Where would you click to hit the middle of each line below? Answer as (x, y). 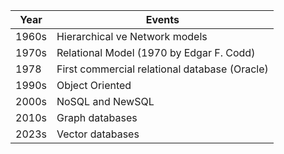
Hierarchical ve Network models (132, 36)
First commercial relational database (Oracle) (162, 69)
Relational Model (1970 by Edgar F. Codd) (156, 52)
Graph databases (97, 117)
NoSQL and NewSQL (105, 101)
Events (162, 19)
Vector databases (98, 134)
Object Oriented (94, 85)
